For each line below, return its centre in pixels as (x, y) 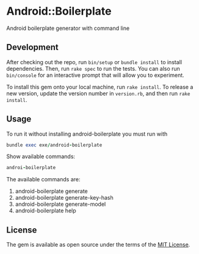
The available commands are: (43, 180)
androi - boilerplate (31, 168)
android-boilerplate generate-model (60, 204)
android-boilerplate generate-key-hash (64, 198)
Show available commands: (41, 156)
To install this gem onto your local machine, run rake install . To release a (100, 87)
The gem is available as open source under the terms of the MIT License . (98, 245)
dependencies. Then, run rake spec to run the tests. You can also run (93, 68)
